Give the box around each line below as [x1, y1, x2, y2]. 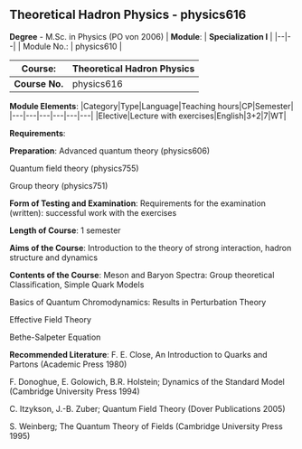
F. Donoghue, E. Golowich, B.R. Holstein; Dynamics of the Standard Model [9, 376, 285, 387]
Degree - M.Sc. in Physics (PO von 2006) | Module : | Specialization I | [9, 31, 273, 42]
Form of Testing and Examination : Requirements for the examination [9, 198, 267, 209]
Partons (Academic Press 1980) [9, 359, 127, 369]
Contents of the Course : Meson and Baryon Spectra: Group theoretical [9, 269, 275, 280]
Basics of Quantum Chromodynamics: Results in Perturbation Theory [9, 296, 267, 307]
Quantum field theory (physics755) [9, 163, 139, 173]
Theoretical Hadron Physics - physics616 [9, 7, 247, 23]
